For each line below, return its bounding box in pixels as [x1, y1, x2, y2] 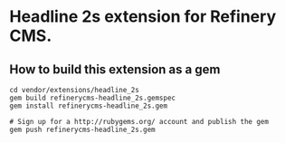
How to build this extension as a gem [9, 62, 221, 77]
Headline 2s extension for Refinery [9, 6, 277, 27]
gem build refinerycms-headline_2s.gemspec [9, 93, 176, 102]
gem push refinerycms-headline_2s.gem [9, 125, 156, 134]
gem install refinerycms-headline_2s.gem [9, 101, 168, 110]
